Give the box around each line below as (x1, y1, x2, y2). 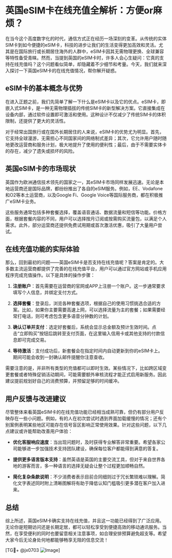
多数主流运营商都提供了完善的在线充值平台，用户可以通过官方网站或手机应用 (5, 266, 167, 272)
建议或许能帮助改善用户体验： (9, 428, 73, 434)
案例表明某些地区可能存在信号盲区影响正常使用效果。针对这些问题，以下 (9, 422, 162, 428)
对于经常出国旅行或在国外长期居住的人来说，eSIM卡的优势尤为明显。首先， (5, 129, 164, 135)
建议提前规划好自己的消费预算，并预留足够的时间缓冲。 (5, 378, 122, 384)
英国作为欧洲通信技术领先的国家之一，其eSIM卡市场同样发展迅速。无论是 (5, 179, 160, 185)
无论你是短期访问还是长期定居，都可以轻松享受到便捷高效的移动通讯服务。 (5, 524, 162, 530)
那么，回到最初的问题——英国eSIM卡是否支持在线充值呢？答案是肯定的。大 (5, 260, 164, 266)
